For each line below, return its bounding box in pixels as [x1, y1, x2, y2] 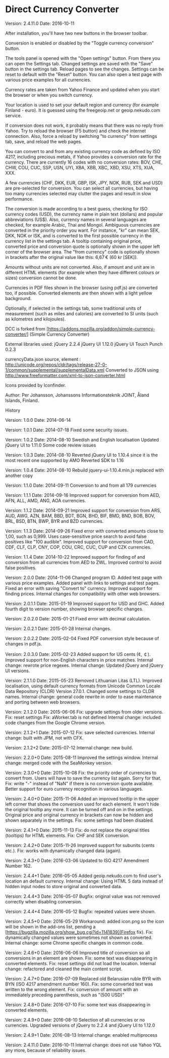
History [5, 407, 21, 413]
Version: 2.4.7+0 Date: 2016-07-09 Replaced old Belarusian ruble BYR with [5, 975, 161, 981]
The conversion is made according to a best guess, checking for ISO [5, 205, 148, 211]
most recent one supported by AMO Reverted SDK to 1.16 [5, 457, 124, 463]
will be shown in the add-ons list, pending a [5, 924, 96, 930]
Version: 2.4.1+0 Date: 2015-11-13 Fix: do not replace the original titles [5, 827, 150, 833]
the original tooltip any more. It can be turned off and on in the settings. [5, 806, 154, 812]
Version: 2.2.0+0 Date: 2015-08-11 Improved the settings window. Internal [5, 754, 158, 760]
